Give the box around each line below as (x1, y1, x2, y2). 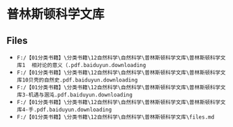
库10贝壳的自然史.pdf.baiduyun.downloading (16, 77, 138, 84)
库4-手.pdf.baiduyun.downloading (16, 106, 112, 113)
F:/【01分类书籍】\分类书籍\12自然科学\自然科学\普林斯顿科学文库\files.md (16, 114, 215, 121)
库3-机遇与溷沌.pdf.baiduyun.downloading (16, 91, 133, 98)
